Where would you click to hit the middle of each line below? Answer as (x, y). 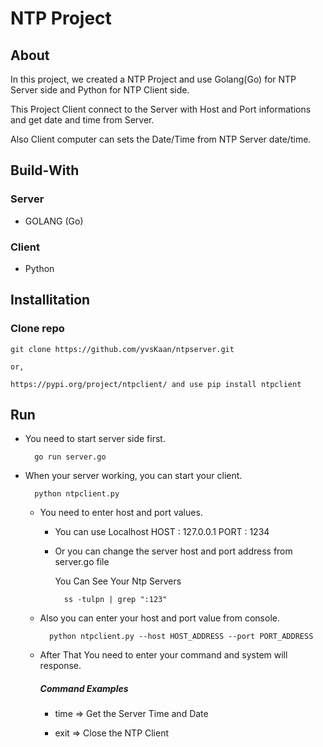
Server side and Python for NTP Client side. (100, 90)
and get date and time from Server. (82, 120)
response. (60, 666)
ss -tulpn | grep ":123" (115, 600)
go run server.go (70, 457)
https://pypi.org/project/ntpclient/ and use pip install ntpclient (156, 384)
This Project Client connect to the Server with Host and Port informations (161, 109)
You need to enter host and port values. (121, 513)
